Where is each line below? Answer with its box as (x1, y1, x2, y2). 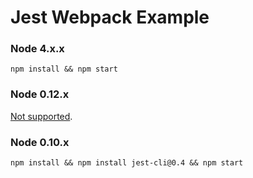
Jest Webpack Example (10, 6, 210, 29)
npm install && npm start (10, 64, 118, 75)
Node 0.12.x (10, 87, 70, 101)
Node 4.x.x (10, 42, 65, 56)
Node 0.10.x (10, 135, 70, 149)
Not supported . (10, 110, 73, 122)
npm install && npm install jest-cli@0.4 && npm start (10, 158, 244, 168)
